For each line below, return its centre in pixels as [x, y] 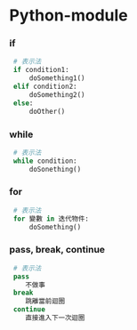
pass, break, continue [57, 250]
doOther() [47, 111]
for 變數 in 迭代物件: [51, 219]
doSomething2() [57, 94]
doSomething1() [57, 78]
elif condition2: [45, 87]
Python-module [69, 16]
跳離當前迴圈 [45, 302]
